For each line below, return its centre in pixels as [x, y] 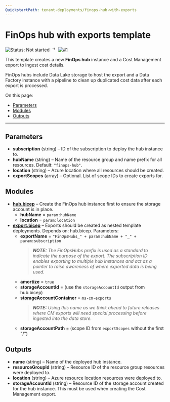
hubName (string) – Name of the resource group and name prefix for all [87, 159]
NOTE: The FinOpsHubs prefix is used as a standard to [90, 250]
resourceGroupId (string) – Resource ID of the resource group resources [89, 367]
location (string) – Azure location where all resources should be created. [88, 171]
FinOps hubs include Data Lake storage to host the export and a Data [77, 75]
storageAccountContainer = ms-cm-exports [66, 298]
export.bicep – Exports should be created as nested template [77, 225]
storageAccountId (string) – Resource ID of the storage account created [88, 383]
